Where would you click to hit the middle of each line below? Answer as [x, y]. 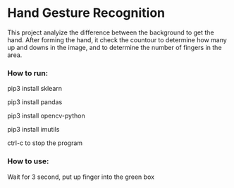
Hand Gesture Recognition [86, 13]
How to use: [28, 161]
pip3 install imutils [33, 130]
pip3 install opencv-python [47, 116]
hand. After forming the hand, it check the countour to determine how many [117, 39]
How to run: [28, 73]
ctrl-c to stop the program [45, 143]
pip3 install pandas [35, 102]
